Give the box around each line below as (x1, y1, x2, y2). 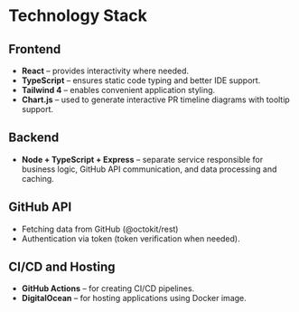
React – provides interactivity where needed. (21, 65, 189, 76)
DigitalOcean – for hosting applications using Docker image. (21, 293, 248, 304)
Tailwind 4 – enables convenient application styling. (21, 85, 216, 95)
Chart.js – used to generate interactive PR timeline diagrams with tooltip (21, 94, 290, 105)
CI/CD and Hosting (8, 260, 116, 275)
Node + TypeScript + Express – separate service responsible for (21, 154, 264, 165)
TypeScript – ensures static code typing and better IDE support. (21, 75, 261, 86)
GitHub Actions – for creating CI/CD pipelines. (21, 283, 195, 294)
